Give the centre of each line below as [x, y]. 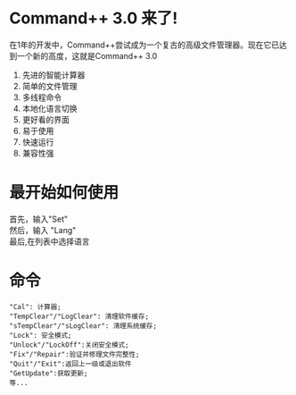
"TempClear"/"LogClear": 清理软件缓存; [79, 316]
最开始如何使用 [64, 193]
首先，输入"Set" [39, 219]
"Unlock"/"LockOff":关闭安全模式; [69, 345]
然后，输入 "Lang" [43, 230]
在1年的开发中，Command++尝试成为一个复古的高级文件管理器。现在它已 [144, 45]
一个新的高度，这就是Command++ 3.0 [87, 55]
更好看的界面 [45, 119]
